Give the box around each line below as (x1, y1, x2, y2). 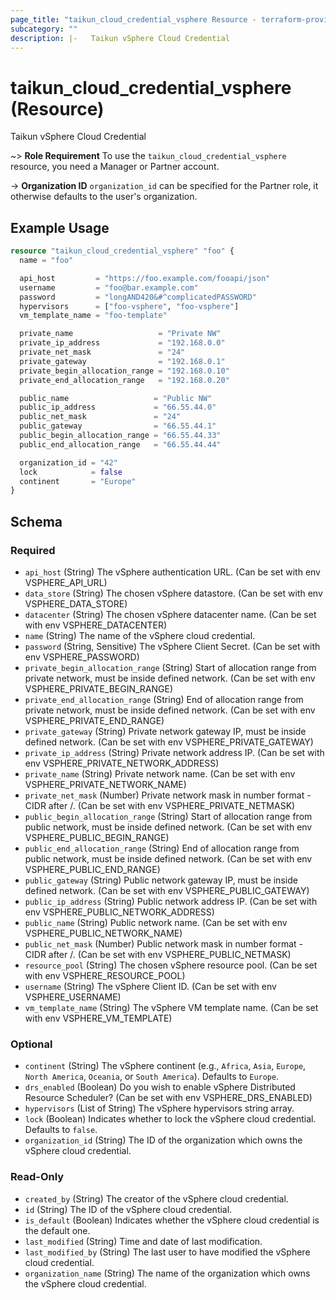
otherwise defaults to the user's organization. (10, 191, 198, 203)
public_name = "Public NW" (19, 393, 213, 403)
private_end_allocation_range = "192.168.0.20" (19, 375, 230, 385)
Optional (10, 1037, 53, 1051)
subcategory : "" (10, 24, 78, 34)
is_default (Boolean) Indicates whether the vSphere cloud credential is (24, 1214, 320, 1226)
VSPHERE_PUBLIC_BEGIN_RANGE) (24, 831, 170, 843)
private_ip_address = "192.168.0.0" (19, 338, 226, 348)
